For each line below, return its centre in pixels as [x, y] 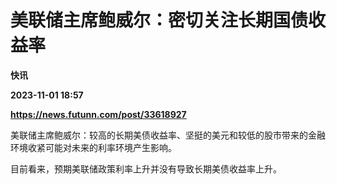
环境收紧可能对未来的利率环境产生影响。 [93, 147]
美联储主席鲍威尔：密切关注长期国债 [159, 20]
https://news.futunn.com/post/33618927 [98, 114]
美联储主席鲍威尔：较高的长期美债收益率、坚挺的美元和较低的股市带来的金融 [168, 135]
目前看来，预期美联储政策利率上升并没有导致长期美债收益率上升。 [146, 168]
